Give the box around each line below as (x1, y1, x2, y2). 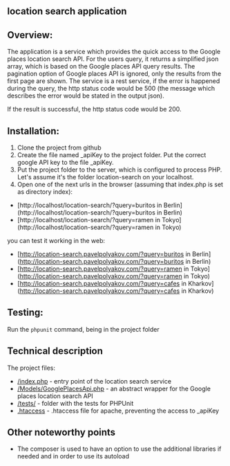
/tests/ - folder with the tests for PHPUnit (17, 399, 134, 407)
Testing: (7, 307, 44, 319)
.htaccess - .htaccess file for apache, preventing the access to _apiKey (17, 406, 220, 415)
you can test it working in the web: (7, 237, 106, 245)
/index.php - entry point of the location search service (17, 377, 171, 385)
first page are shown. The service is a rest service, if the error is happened (7, 77, 220, 85)
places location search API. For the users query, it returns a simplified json (7, 55, 219, 63)
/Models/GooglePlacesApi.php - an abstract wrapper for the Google (17, 384, 211, 393)
